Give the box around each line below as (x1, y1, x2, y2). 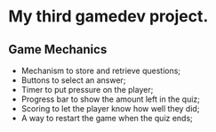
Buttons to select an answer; (20, 75, 126, 86)
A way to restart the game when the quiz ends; (20, 113, 193, 123)
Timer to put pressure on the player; (20, 85, 154, 95)
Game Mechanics (8, 42, 108, 57)
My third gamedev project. (8, 6, 209, 27)
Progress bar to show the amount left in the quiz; (20, 94, 201, 104)
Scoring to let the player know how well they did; (20, 103, 200, 113)
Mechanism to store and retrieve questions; (20, 65, 181, 76)
